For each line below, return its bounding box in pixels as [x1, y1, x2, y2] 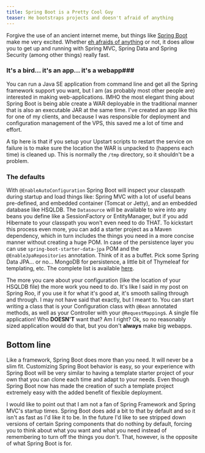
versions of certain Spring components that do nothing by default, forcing [6, 420, 192, 427]
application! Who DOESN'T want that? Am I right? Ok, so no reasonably [6, 316, 187, 323]
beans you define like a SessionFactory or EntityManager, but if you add [6, 213, 188, 220]
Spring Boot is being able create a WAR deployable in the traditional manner [6, 99, 198, 107]
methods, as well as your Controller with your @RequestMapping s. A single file [6, 309, 199, 316]
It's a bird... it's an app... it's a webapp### [6, 66, 135, 75]
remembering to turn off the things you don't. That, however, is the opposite [6, 433, 198, 440]
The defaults [6, 172, 45, 181]
